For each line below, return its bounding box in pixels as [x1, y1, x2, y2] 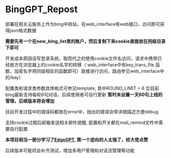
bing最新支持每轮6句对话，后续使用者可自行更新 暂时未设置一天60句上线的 [5, 91, 163, 98]
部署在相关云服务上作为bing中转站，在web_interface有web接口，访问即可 [5, 21, 160, 27]
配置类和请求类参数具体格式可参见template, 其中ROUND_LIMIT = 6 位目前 [5, 85, 159, 91]
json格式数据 [9, 27, 37, 34]
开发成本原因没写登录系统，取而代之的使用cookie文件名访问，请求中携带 [5, 55, 158, 61]
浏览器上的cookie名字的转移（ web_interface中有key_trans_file [22, 61, 154, 68]
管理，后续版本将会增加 [5, 98, 54, 104]
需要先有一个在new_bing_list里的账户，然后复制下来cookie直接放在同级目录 [5, 38, 166, 44]
